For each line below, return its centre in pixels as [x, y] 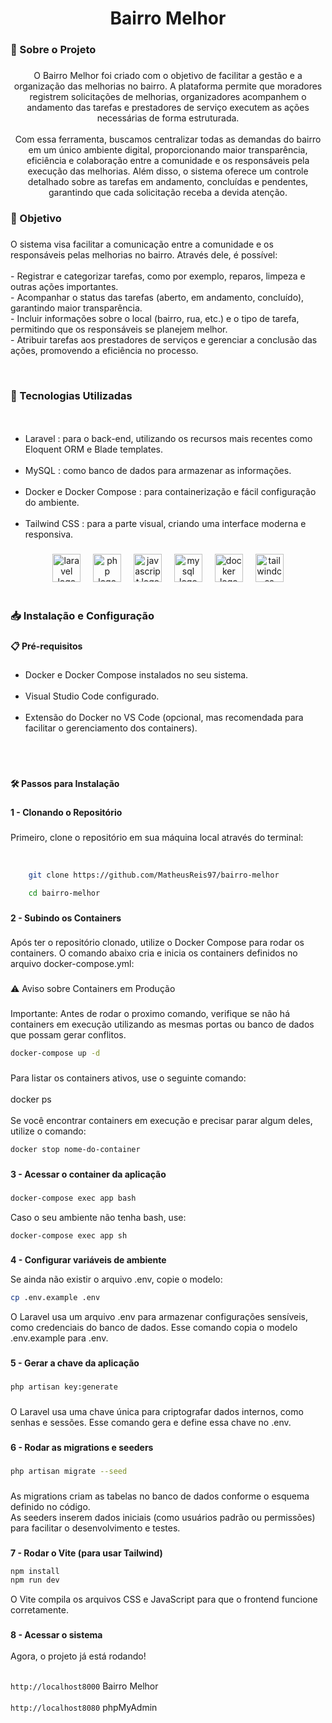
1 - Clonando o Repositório [66, 812]
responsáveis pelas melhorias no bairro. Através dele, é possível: [144, 254]
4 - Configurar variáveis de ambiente [88, 1260]
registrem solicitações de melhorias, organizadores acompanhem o [168, 97]
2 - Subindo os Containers [66, 918]
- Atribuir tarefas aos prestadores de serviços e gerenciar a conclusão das [164, 339]
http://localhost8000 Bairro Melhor [84, 1686]
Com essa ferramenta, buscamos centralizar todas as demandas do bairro [168, 139]
